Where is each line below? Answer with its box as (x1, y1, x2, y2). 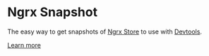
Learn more (7, 41, 41, 49)
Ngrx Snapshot (7, 4, 97, 20)
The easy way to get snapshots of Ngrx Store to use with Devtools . (7, 27, 203, 36)
